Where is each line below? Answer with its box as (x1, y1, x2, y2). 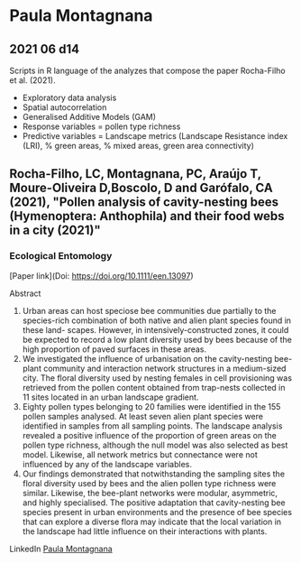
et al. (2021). (9, 75, 56, 86)
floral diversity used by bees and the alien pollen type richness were (22, 477, 277, 488)
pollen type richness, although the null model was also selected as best (22, 439, 288, 450)
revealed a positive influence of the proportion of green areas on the (22, 429, 277, 440)
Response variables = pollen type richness (22, 121, 181, 132)
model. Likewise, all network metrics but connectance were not (22, 448, 259, 460)
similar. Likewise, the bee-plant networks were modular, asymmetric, (22, 487, 278, 498)
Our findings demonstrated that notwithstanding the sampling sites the (22, 468, 286, 479)
